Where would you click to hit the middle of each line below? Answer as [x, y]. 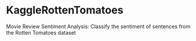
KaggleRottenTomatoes [65, 10]
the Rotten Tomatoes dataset [41, 32]
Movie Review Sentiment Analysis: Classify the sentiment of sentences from [98, 26]
